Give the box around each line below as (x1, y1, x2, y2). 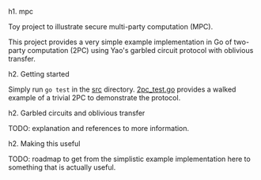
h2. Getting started (8, 69, 70, 78)
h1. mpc (8, 7, 34, 16)
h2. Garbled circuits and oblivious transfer (8, 108, 146, 118)
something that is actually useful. (8, 163, 116, 172)
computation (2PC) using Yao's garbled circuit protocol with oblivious (27, 46, 254, 54)
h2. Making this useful (8, 139, 81, 148)
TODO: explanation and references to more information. (8, 124, 190, 133)
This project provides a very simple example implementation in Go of (8, 37, 233, 47)
